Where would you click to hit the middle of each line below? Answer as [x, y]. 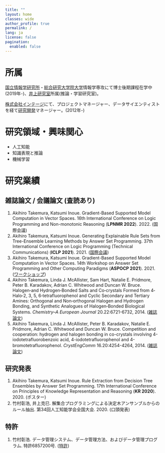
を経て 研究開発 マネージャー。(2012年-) [45, 110]
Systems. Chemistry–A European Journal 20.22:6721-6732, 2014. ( [81, 312]
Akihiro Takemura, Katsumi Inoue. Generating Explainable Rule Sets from [86, 236]
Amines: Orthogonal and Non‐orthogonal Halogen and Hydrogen [78, 301]
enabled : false [25, 47]
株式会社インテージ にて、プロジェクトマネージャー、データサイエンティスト [82, 104]
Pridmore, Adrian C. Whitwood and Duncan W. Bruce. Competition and [84, 329]
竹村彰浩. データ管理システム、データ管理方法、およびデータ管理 [78, 440]
